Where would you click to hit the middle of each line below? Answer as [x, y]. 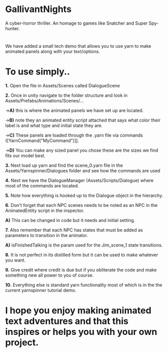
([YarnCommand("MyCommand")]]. [42, 141]
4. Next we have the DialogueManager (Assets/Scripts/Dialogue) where [79, 181]
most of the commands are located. [42, 186]
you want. [16, 260]
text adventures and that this [67, 321]
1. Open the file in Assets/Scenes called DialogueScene [63, 86]
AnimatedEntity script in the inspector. [45, 211]
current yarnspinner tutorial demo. [41, 290]
